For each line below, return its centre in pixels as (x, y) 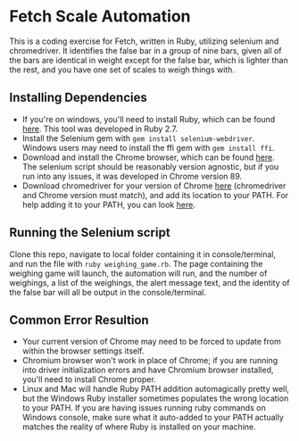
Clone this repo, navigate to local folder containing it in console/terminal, (143, 254)
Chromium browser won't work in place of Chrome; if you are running (150, 361)
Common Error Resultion (79, 320)
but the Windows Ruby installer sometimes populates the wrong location (155, 398)
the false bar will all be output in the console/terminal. (108, 292)
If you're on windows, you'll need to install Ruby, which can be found (149, 119)
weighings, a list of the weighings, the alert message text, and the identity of (149, 282)
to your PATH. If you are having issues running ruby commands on (144, 408)
